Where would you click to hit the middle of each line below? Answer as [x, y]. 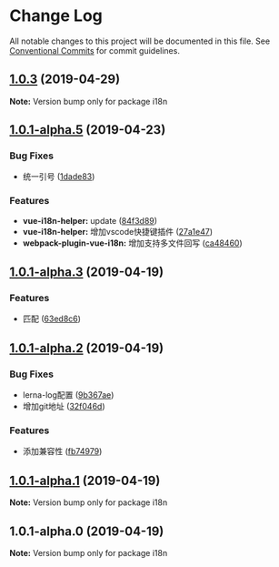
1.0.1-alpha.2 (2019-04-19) [87, 348]
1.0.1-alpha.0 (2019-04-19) [87, 531]
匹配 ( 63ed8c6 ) [52, 319]
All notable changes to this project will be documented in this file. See [140, 41]
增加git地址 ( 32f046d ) [64, 407]
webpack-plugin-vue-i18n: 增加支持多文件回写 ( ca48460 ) [132, 243]
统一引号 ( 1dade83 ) [59, 177]
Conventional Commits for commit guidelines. [95, 50]
